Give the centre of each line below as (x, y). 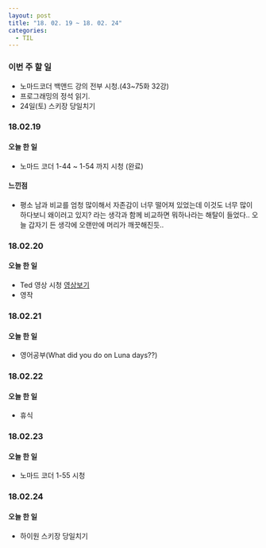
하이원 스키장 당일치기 (54, 536)
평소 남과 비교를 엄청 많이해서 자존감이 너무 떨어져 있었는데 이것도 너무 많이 (136, 204)
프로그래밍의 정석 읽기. (55, 95)
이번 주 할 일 (30, 67)
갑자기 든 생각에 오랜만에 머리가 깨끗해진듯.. (96, 224)
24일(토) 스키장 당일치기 (58, 106)
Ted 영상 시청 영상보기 (54, 285)
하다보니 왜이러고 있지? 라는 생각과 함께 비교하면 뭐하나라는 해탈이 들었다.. (135, 215)
